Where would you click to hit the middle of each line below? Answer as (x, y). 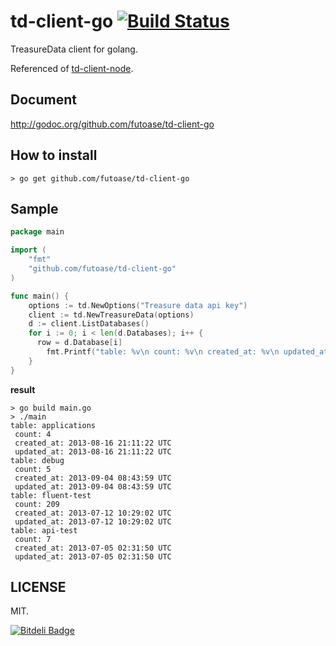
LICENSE (38, 587)
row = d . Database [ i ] (79, 343)
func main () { (40, 296)
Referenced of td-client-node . (72, 68)
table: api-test (44, 530)
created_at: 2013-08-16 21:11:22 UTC (93, 443)
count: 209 (37, 504)
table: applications (53, 425)
